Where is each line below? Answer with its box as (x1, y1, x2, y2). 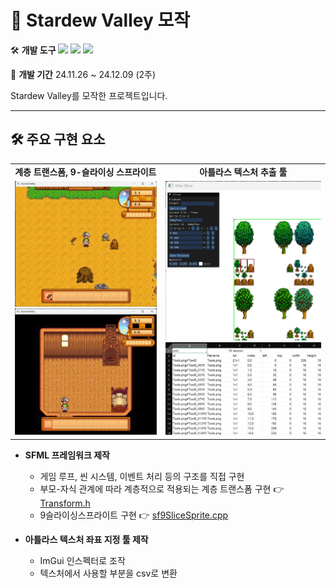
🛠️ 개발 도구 (10, 44, 57, 56)
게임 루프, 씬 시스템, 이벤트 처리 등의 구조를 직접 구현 (39, 470, 245, 482)
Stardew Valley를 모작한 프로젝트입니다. (10, 89, 168, 101)
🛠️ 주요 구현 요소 (10, 131, 106, 148)
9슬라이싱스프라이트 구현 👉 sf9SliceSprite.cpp (39, 509, 229, 521)
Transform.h (39, 497, 91, 509)
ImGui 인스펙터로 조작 (39, 554, 126, 566)
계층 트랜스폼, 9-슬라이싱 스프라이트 (14, 166, 157, 178)
